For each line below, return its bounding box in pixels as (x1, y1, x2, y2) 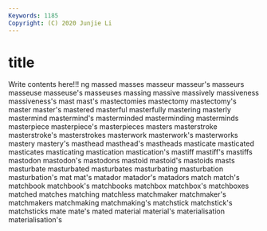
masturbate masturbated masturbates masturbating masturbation (8, 164, 224, 174)
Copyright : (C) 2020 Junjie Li (8, 19, 112, 27)
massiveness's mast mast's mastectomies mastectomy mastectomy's (8, 96, 237, 106)
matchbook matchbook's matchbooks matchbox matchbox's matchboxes (8, 181, 249, 191)
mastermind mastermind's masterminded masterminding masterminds (8, 113, 239, 123)
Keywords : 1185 (8, 11, 59, 20)
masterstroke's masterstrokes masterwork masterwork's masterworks (8, 131, 238, 140)
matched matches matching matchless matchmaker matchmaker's (8, 190, 227, 199)
